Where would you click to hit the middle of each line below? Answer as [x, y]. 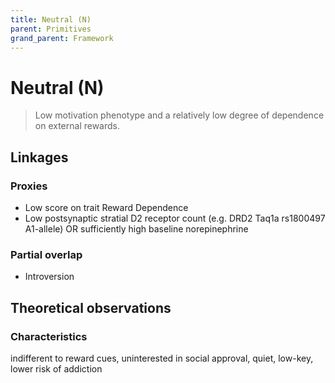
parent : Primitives [51, 29]
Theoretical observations [91, 307]
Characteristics [49, 336]
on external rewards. [77, 126]
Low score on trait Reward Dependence [106, 207]
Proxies [29, 186]
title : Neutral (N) [51, 19]
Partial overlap [46, 254]
